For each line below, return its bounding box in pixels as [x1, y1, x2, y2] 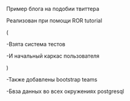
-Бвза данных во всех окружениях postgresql [6, 88, 125, 95]
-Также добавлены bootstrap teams [6, 76, 98, 83]
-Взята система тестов [6, 41, 66, 47]
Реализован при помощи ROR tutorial [6, 17, 102, 24]
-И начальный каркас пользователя [6, 52, 100, 60]
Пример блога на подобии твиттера [6, 5, 100, 12]
